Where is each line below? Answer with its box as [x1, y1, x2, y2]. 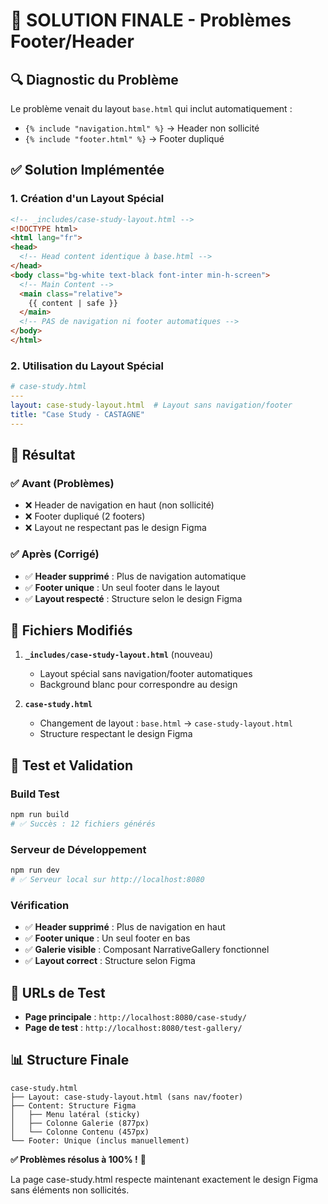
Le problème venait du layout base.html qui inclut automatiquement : [10, 103, 293, 114]
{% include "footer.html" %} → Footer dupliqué [24, 133, 225, 144]
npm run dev [10, 865, 60, 876]
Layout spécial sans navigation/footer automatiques [39, 668, 253, 680]
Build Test [10, 787, 60, 801]
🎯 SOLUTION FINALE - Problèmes [10, 9, 292, 32]
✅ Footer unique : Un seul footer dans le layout [24, 581, 220, 593]
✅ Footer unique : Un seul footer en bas [24, 932, 191, 944]
